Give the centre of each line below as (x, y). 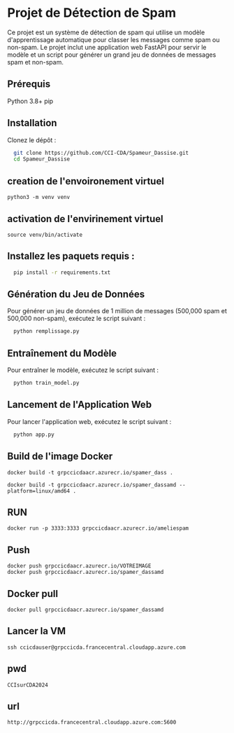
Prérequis (29, 84)
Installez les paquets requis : (71, 256)
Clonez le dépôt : (32, 140)
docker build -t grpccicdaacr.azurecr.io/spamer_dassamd (92, 485)
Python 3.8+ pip (30, 101)
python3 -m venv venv (39, 198)
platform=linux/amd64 (39, 491)
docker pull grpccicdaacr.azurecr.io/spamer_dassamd (86, 610)
